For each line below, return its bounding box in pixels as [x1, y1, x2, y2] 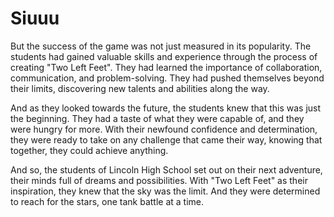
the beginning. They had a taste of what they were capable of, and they [10, 112, 305, 124]
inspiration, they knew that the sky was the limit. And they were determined [10, 185, 321, 197]
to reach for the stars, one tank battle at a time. [10, 195, 205, 207]
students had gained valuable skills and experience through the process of [10, 50, 318, 62]
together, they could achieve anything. [10, 144, 169, 156]
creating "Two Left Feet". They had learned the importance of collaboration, [10, 61, 323, 73]
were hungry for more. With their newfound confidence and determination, [10, 123, 318, 135]
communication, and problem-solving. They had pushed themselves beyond [10, 72, 325, 84]
